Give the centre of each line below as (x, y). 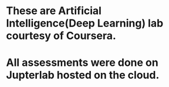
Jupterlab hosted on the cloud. (83, 75)
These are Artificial (54, 11)
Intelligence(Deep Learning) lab (85, 23)
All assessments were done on (82, 63)
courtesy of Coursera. (61, 36)
